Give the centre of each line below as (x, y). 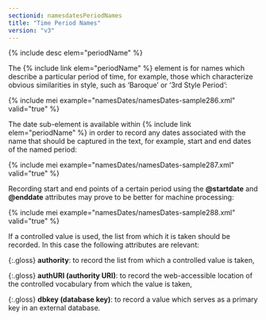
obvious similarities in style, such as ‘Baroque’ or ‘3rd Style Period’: (118, 85)
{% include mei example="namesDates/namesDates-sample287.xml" (121, 165)
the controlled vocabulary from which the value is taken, (100, 284)
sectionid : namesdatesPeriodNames (66, 15)
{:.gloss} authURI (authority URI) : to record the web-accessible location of (130, 276)
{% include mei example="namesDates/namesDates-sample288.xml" (122, 213)
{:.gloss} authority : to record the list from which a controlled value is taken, (131, 260)
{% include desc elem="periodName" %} (75, 53)
